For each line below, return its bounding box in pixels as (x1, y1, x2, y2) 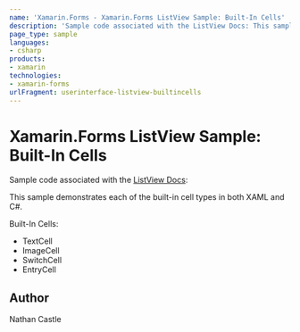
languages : (9, 37, 50, 47)
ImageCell (21, 245, 60, 256)
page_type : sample (9, 29, 78, 38)
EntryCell (21, 264, 56, 275)
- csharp (9, 46, 42, 55)
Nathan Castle (9, 314, 62, 325)
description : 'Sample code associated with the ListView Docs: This (9, 21, 270, 30)
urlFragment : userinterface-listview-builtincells (9, 87, 202, 96)
